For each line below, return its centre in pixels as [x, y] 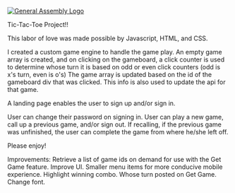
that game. [23, 89]
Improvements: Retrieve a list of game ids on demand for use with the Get [114, 159]
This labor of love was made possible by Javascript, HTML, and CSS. [108, 38]
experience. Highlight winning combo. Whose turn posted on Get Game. [112, 174]
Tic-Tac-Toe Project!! [38, 24]
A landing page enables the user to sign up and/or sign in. [91, 103]
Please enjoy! [27, 146]
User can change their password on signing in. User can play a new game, [115, 117]
